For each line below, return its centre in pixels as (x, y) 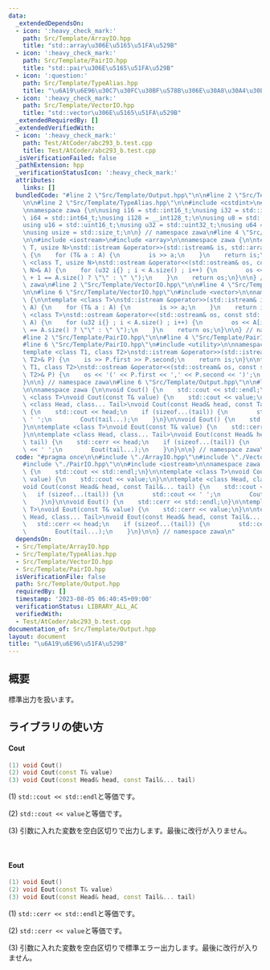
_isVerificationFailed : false (66, 158)
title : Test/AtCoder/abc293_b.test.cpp (90, 150)
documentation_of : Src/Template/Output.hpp (82, 629)
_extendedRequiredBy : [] (57, 121)
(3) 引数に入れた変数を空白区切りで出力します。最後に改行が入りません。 (130, 831)
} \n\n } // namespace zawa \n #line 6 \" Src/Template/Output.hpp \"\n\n (140, 382)
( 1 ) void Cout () (35, 765)
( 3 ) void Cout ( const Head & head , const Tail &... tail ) (102, 780)
